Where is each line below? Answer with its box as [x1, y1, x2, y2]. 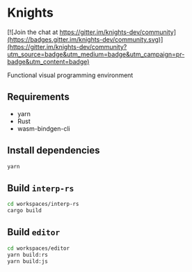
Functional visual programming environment [7, 71, 134, 79]
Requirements [7, 91, 70, 103]
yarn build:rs [7, 251, 49, 258]
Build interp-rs [7, 182, 74, 194]
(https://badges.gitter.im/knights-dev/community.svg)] [7, 35, 163, 43]
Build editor [7, 226, 61, 238]
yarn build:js [7, 257, 49, 265]
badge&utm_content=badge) [7, 57, 90, 65]
